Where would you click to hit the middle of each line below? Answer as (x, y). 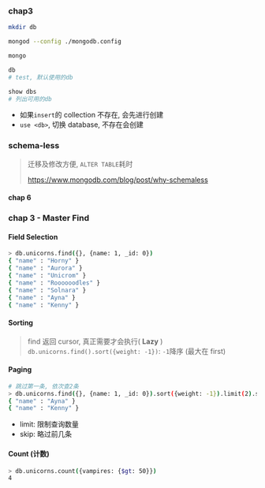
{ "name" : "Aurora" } (45, 268)
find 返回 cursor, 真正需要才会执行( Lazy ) (95, 341)
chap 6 (20, 198)
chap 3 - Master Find (49, 218)
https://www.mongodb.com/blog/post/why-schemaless (118, 180)
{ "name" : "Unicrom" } (47, 276)
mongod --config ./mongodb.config (65, 42)
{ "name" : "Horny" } (44, 261)
